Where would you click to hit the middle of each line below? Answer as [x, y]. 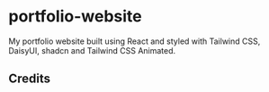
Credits [30, 79]
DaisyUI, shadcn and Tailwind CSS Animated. [92, 50]
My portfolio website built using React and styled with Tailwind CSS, [134, 41]
